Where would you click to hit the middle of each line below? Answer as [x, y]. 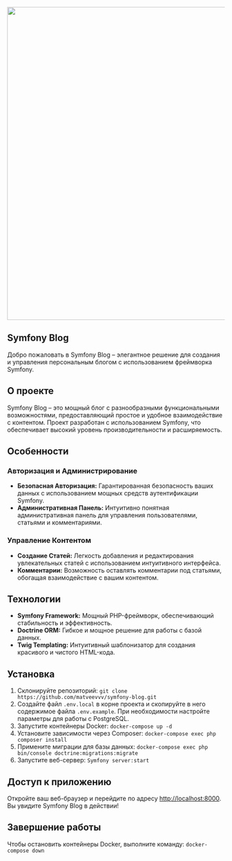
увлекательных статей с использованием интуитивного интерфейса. [119, 563]
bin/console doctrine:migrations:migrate [77, 753]
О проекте [30, 391]
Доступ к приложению [59, 782]
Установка [31, 674]
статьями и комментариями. [59, 523]
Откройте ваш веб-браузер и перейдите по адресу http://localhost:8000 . [114, 799]
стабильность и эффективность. [65, 623]
